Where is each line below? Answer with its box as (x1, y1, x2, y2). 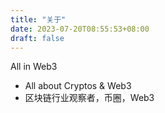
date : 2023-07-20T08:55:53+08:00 (10, 24, 150, 34)
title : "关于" (10, 14, 67, 25)
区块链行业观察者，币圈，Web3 (24, 92, 155, 104)
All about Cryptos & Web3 (24, 80, 132, 92)
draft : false (10, 33, 65, 43)
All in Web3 (10, 61, 58, 73)
